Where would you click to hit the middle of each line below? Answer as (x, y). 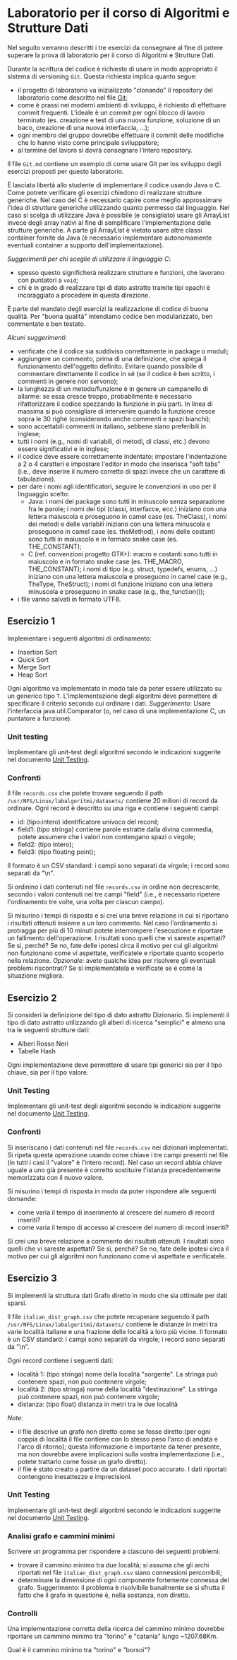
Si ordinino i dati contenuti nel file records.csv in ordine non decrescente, (114, 887)
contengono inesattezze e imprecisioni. (75, 1476)
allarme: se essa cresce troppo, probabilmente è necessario (105, 396)
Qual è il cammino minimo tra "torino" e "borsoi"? (79, 1650)
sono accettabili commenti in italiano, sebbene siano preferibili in (112, 426)
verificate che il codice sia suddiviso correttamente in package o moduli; (123, 351)
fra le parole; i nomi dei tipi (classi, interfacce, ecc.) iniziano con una (127, 509)
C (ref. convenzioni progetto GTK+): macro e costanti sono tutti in (123, 554)
